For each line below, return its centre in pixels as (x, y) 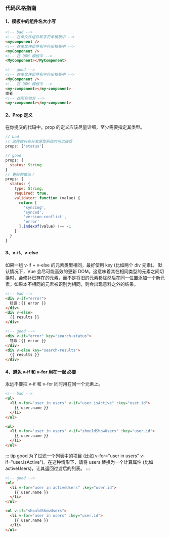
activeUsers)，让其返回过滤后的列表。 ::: (48, 468)
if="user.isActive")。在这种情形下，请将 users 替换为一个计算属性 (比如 (79, 462)
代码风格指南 (21, 8)
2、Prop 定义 (19, 115)
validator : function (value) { (47, 198)
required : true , (32, 193)
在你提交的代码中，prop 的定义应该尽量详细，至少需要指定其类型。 (75, 127)
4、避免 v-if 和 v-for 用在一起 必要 (41, 372)
